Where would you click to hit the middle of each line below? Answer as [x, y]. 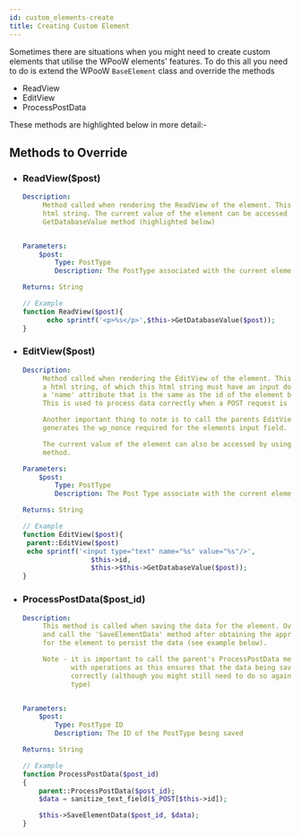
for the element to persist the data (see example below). [155, 643]
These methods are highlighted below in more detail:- [108, 124]
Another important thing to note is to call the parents [151, 420]
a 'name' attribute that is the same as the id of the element [163, 395]
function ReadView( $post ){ [73, 312]
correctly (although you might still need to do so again [181, 676]
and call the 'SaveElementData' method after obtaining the [157, 635]
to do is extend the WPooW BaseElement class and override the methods [142, 70]
